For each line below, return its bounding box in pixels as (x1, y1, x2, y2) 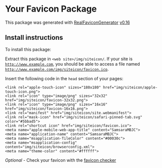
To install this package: (5, 46, 52, 52)
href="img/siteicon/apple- (103, 85, 158, 90)
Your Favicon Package (5, 3, 97, 15)
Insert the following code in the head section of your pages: (5, 75, 124, 81)
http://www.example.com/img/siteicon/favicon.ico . (5, 66, 109, 72)
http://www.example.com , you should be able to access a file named (5, 61, 140, 67)
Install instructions (5, 34, 63, 42)
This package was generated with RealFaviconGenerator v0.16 (5, 19, 130, 25)
